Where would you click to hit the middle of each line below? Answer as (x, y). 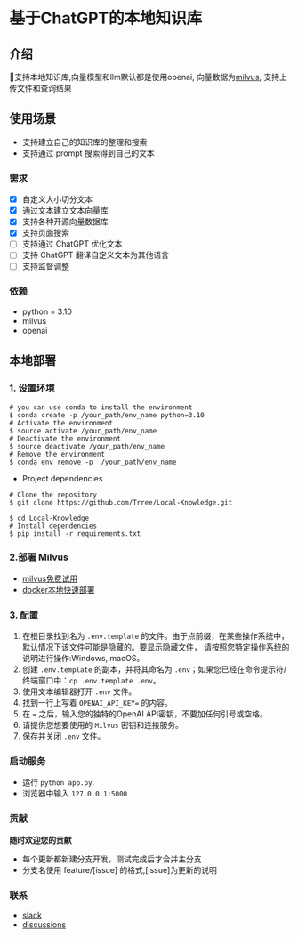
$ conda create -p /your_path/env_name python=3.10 (107, 415)
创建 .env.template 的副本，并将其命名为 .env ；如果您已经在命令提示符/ (154, 669)
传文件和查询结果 (40, 88)
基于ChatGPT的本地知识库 (106, 18)
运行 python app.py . (58, 782)
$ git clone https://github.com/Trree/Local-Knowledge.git (121, 502)
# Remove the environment (57, 454)
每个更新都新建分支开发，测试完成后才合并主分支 (112, 859)
